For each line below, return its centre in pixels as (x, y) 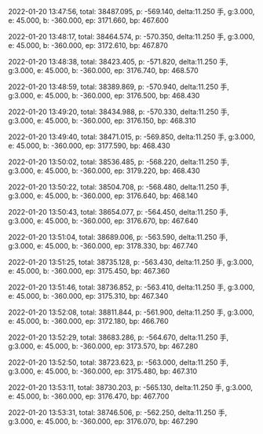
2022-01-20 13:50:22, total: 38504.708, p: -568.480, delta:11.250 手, (119, 187)
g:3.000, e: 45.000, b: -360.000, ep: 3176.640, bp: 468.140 (103, 196)
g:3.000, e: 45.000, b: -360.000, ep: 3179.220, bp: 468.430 (104, 171)
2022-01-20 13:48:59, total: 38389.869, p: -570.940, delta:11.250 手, (119, 86)
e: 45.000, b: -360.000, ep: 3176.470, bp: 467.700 (89, 396)
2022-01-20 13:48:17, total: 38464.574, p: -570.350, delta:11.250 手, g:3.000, (131, 37)
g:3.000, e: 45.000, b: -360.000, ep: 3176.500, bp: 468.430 (104, 96)
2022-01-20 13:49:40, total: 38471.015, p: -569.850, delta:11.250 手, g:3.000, (132, 137)
